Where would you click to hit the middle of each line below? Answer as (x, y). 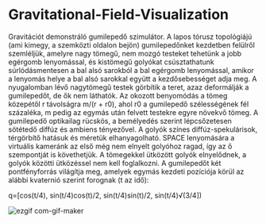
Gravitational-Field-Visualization (118, 15)
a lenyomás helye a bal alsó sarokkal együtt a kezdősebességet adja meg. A (133, 79)
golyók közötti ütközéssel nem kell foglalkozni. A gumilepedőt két (115, 163)
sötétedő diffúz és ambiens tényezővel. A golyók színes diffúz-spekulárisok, (133, 129)
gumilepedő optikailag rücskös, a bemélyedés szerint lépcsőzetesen (120, 121)
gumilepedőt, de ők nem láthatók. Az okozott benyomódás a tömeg (118, 95)
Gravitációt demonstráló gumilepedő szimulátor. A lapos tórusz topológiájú (130, 37)
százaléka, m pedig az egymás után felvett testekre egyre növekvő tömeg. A (133, 112)
